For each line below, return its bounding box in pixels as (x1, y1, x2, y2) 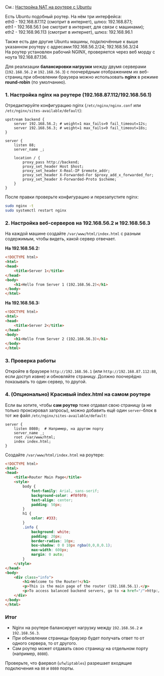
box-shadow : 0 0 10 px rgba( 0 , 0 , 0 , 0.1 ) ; (31, 543, 113, 548)
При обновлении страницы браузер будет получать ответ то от (12, 635, 145, 641)
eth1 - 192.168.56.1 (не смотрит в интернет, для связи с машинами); (5, 24, 144, 30)
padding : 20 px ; (31, 534, 62, 539)
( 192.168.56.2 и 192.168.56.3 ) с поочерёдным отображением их (5, 69, 139, 75)
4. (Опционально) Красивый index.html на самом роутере (5, 391, 151, 398)
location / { (14, 156, 41, 161)
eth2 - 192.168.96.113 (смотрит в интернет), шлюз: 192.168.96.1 (5, 29, 133, 35)
